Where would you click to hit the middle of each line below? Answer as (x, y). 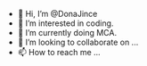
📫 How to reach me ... (59, 52)
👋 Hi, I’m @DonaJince (57, 14)
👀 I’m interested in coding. (65, 23)
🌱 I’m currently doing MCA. (67, 33)
